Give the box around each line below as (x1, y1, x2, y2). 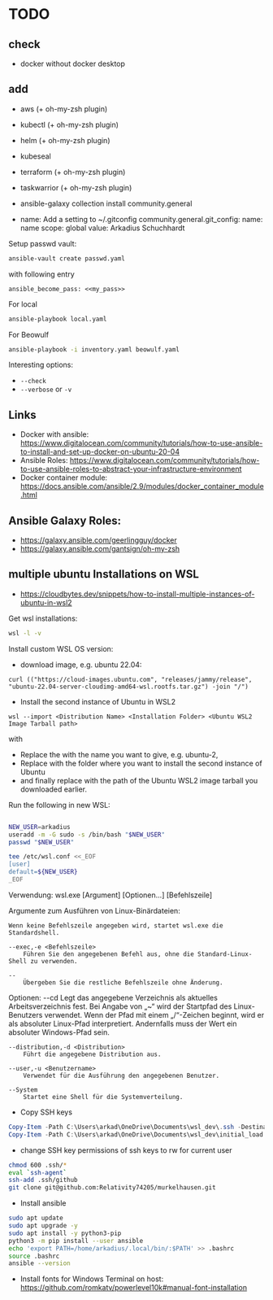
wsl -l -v (8, 629, 42, 637)
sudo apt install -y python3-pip (8, 1229, 122, 1237)
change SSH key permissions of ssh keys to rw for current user (19, 1145, 233, 1155)
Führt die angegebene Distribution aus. (23, 1050, 162, 1058)
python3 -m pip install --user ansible (8, 1237, 144, 1245)
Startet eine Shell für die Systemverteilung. (23, 1093, 184, 1101)
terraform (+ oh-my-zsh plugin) (19, 167, 126, 177)
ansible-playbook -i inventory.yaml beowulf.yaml (8, 345, 180, 354)
